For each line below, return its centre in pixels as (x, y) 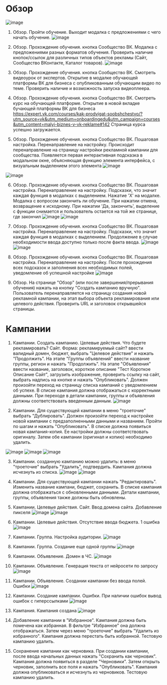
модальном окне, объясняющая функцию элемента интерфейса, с (84, 160)
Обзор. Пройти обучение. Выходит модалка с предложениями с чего (87, 32)
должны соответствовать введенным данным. (62, 401)
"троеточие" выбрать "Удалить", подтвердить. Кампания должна (82, 467)
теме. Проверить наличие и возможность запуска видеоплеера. (82, 88)
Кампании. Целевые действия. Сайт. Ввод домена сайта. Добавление (87, 507)
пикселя (22, 512)
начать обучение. (32, 37)
